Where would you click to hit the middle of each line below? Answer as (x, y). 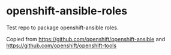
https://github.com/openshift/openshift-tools (61, 45)
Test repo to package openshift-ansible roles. (62, 27)
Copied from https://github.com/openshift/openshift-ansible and (86, 39)
